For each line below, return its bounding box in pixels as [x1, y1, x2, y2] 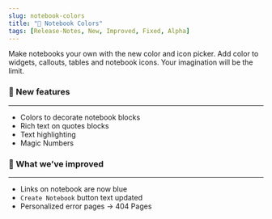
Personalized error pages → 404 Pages [19, 201, 152, 211]
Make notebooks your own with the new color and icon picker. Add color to [8, 49, 259, 59]
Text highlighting [19, 129, 77, 139]
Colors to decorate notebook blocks [19, 112, 141, 122]
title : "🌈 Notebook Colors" [8, 19, 104, 27]
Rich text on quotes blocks [19, 120, 109, 130]
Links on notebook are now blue [19, 183, 128, 194]
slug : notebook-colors [8, 11, 85, 20]
